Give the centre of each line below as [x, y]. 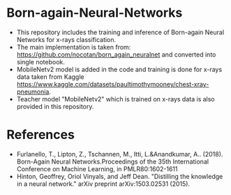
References [40, 135]
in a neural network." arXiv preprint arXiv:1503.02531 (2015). [103, 184]
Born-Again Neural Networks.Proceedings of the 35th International [113, 161]
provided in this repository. [55, 106]
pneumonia [33, 92]
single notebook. [41, 62]
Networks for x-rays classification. [66, 39]
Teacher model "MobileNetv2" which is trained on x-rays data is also [116, 99]
